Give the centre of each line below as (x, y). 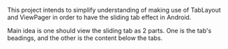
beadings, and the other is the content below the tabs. (85, 38)
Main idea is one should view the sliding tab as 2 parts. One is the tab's (109, 31)
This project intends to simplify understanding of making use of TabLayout (114, 10)
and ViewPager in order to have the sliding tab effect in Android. (99, 17)
